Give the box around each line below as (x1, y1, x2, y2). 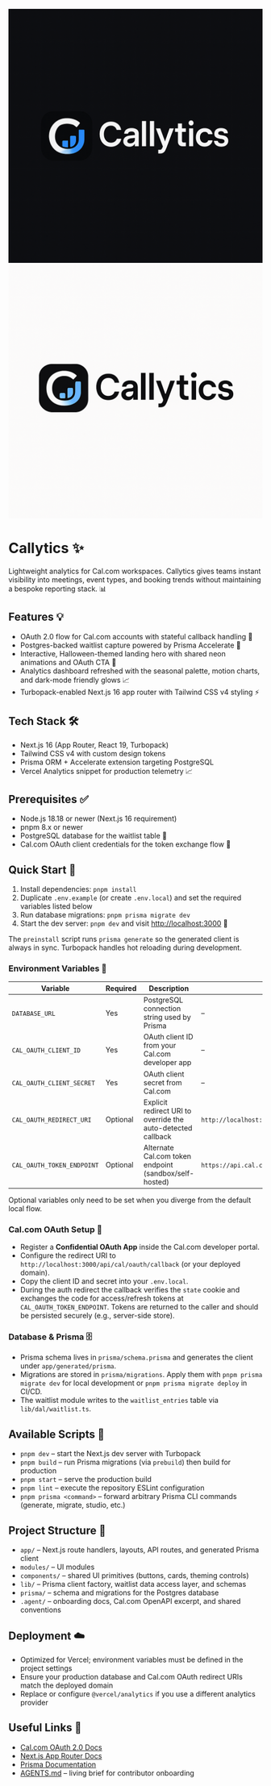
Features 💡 (8, 610, 65, 624)
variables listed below (19, 901, 93, 911)
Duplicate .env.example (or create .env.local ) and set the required (19, 893, 242, 903)
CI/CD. (19, 1387, 43, 1397)
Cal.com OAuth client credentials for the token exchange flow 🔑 (19, 839, 231, 849)
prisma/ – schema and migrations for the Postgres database (19, 1588, 219, 1597)
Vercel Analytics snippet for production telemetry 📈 (19, 766, 194, 776)
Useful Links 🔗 (8, 1721, 82, 1734)
